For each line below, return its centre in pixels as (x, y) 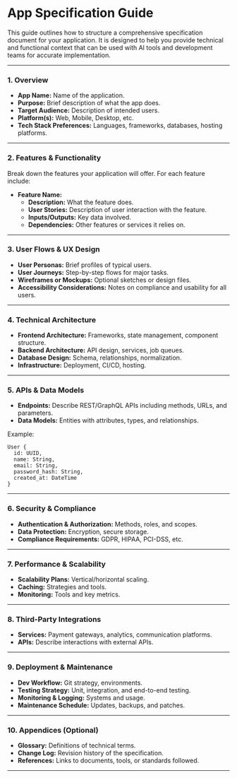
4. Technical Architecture (52, 319)
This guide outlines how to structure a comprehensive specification (105, 33)
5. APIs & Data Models (46, 390)
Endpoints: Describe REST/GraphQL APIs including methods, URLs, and (122, 406)
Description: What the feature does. (81, 202)
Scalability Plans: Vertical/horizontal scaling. (83, 579)
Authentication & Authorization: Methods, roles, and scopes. (107, 524)
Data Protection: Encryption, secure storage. (83, 531)
